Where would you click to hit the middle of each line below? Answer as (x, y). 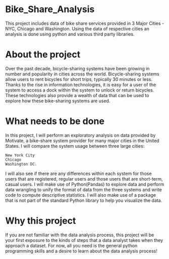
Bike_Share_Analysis (50, 9)
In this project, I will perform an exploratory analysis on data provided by (80, 135)
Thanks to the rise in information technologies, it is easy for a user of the (81, 84)
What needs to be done (55, 121)
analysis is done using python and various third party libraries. (70, 34)
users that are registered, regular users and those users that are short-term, (84, 179)
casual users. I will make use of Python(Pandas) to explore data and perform (85, 184)
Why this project (41, 221)
